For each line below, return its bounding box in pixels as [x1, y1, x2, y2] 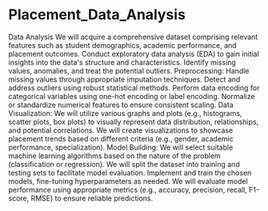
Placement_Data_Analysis [8, 6, 186, 24]
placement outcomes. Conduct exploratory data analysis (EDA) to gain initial [8, 49, 260, 58]
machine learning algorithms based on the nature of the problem [8, 150, 222, 161]
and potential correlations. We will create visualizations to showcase [8, 125, 234, 135]
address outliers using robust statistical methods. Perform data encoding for [8, 82, 260, 93]
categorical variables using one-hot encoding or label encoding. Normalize [8, 91, 255, 101]
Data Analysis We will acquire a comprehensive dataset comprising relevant [8, 32, 258, 42]
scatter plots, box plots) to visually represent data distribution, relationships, [8, 117, 259, 126]
